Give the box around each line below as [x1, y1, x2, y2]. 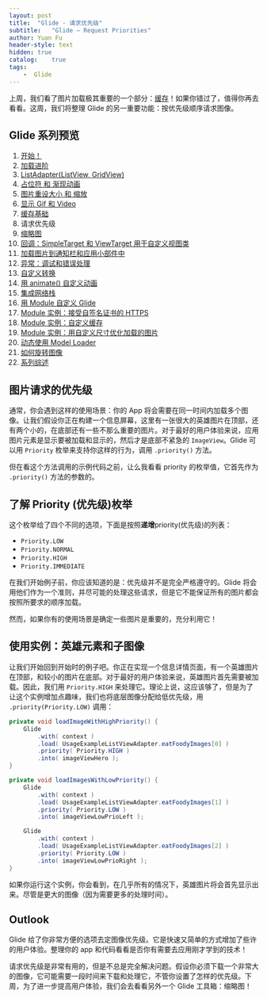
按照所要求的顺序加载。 [9, 598, 86, 607]
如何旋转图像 [20, 348, 63, 358]
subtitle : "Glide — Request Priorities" [9, 26, 151, 34]
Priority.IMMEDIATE [20, 563, 86, 571]
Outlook [9, 912, 50, 926]
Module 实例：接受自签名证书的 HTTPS [20, 308, 149, 318]
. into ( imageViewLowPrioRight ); [37, 857, 148, 865]
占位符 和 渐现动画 [20, 179, 81, 189]
